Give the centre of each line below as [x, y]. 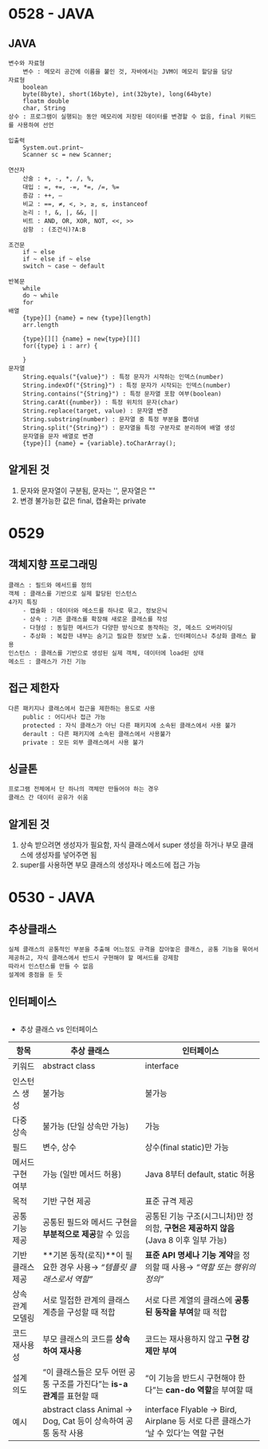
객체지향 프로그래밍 [53, 565]
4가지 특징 [23, 602]
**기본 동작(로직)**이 [83, 1256]
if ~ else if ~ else [57, 259]
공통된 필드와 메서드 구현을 [90, 1222]
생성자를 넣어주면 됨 [66, 855]
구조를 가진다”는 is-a [90, 1384]
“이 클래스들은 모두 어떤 [84, 1372]
